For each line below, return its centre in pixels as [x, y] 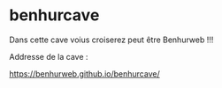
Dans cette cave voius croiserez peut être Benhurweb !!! [111, 40]
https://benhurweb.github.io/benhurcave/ [85, 73]
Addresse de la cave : [49, 56]
